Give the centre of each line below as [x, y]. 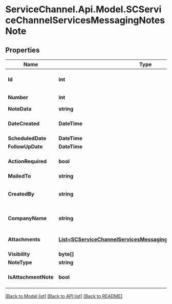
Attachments [24, 239]
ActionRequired [27, 161]
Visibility [19, 254]
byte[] [66, 254]
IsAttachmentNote [31, 277]
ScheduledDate [27, 138]
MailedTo [19, 176]
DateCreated [24, 124]
